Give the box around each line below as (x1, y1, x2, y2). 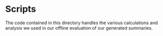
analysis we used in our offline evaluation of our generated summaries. (5, 25, 153, 31)
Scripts (5, 3, 36, 15)
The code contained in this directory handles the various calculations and (5, 20, 158, 26)
